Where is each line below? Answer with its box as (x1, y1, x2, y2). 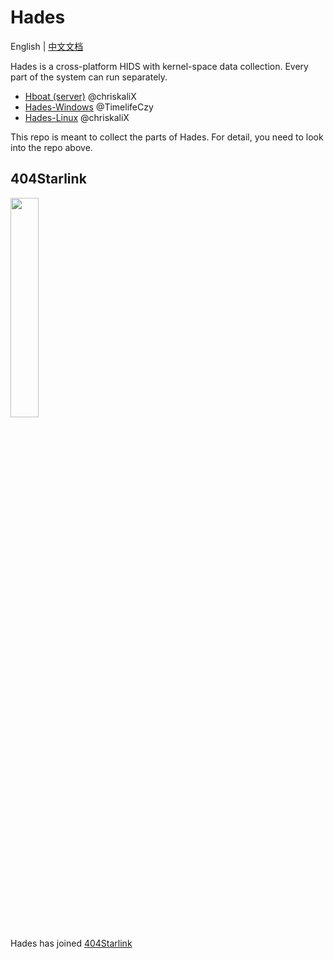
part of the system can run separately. (10, 71, 168, 83)
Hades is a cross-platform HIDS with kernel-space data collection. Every (10, 60, 309, 72)
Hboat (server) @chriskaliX (24, 90, 137, 102)
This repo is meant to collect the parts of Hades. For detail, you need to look (10, 131, 324, 143)
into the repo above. (10, 141, 93, 153)
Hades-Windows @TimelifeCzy (24, 101, 154, 113)
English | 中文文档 (10, 40, 84, 52)
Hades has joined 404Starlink (10, 937, 133, 949)
